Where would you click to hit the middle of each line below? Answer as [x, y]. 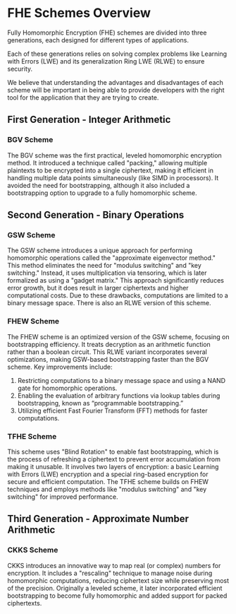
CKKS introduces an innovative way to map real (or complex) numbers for [114, 565]
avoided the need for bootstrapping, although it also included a [99, 185]
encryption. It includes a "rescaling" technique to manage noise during [110, 573]
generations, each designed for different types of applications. [98, 40]
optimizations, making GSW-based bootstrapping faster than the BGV [108, 359]
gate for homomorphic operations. [67, 388]
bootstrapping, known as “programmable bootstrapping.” [100, 403]
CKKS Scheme [33, 550]
